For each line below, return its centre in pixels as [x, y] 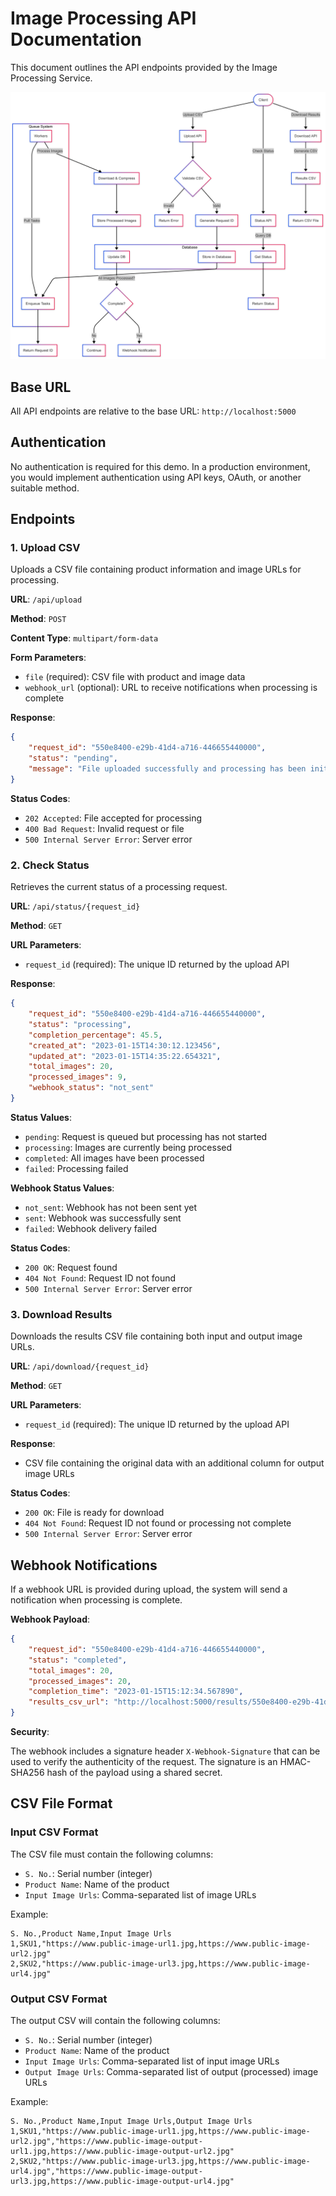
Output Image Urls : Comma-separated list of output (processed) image [171, 2071]
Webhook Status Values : [62, 1188]
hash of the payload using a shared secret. [134, 1772]
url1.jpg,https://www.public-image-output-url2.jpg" [122, 2151]
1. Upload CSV [45, 548]
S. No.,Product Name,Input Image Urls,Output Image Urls [131, 2121]
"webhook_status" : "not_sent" [91, 1088]
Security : [30, 1731]
